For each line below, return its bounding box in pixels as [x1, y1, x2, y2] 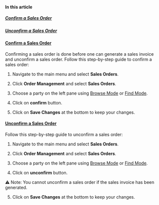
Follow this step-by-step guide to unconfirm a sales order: [5, 131, 123, 137]
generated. [5, 184, 28, 190]
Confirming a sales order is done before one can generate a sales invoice [5, 51, 154, 57]
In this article [5, 4, 33, 10]
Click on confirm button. [12, 100, 63, 105]
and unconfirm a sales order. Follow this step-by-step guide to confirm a [5, 56, 152, 62]
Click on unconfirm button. [12, 170, 68, 175]
